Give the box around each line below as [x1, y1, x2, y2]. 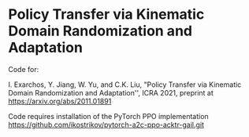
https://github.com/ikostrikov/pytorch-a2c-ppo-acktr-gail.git [8, 120, 205, 129]
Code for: [8, 64, 39, 74]
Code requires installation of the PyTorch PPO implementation [8, 111, 209, 121]
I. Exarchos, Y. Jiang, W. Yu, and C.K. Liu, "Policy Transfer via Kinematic [8, 80, 242, 89]
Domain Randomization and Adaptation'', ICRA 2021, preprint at [8, 88, 214, 97]
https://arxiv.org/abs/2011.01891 [8, 96, 112, 106]
